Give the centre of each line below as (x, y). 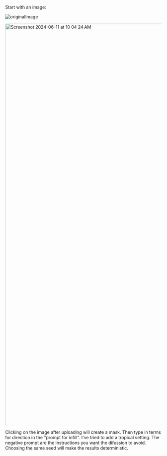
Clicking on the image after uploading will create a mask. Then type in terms (83, 432)
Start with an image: (26, 7)
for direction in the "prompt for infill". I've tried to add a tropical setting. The (83, 437)
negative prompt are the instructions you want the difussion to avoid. (76, 443)
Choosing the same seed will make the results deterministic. (67, 448)
